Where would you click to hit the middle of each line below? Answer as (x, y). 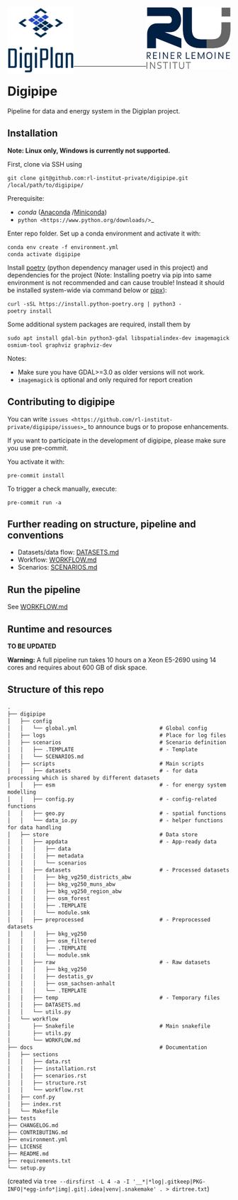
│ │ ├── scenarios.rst (47, 1076)
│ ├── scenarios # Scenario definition (117, 742)
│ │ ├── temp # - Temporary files (114, 998)
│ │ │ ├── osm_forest (49, 898)
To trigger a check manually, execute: (62, 489)
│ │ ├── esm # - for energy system (117, 785)
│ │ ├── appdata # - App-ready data (112, 841)
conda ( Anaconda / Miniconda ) (62, 212)
